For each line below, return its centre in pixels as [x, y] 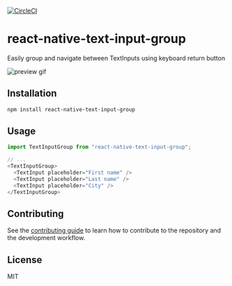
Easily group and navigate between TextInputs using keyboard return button [116, 58]
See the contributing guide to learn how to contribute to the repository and [114, 230]
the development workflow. [46, 238]
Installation [32, 94]
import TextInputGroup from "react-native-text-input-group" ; [99, 147]
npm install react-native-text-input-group [71, 109]
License [25, 260]
